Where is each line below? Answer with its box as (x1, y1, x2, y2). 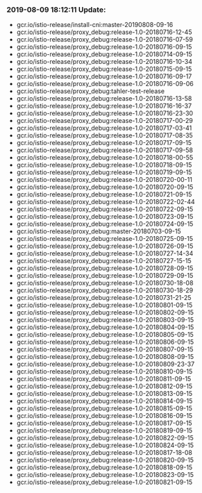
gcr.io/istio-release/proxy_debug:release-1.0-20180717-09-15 (16, 139, 192, 147)
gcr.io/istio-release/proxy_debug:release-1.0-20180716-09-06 (16, 80, 194, 88)
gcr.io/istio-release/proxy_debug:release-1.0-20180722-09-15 (16, 205, 194, 213)
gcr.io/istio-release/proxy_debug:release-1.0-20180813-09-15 (16, 390, 193, 398)
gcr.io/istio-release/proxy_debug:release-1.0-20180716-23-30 (16, 109, 194, 117)
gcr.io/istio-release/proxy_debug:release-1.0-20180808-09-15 (16, 353, 194, 361)
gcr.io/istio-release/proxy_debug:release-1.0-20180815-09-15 (16, 404, 192, 412)
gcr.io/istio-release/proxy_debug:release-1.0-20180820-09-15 (16, 456, 194, 465)
